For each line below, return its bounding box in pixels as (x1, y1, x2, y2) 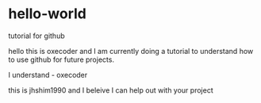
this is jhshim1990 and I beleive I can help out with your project (8, 85, 213, 95)
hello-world (8, 5, 87, 23)
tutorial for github (8, 31, 65, 40)
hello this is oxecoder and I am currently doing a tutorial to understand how (8, 46, 254, 55)
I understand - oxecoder (8, 70, 88, 79)
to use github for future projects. (8, 55, 115, 64)
